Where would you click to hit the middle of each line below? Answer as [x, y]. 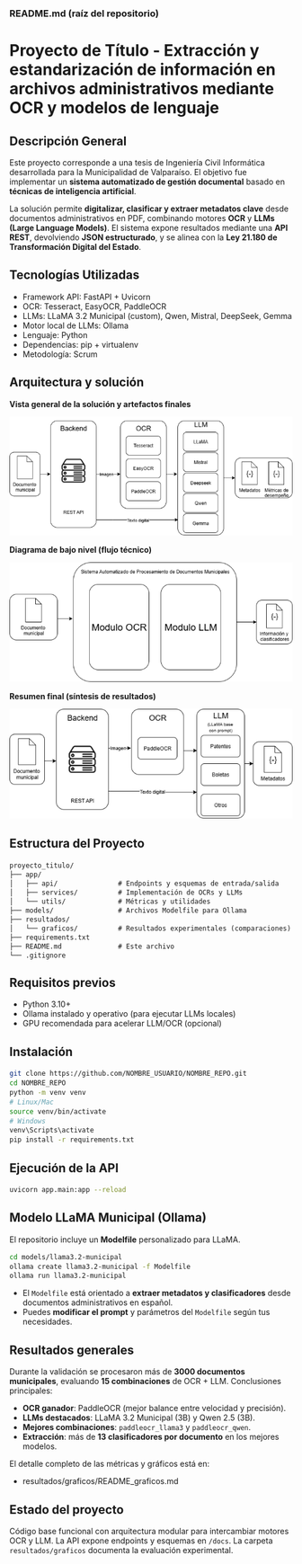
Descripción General [68, 141]
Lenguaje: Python [55, 334]
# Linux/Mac [31, 1102]
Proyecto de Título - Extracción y [134, 51]
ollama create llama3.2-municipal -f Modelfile [100, 1266]
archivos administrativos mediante [142, 89]
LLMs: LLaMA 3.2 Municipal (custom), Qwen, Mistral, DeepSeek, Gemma [157, 315]
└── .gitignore [38, 955]
